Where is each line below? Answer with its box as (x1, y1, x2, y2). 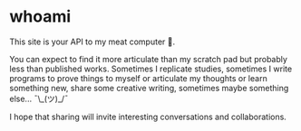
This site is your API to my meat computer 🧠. (9, 36, 175, 47)
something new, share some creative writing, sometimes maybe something (9, 82, 289, 93)
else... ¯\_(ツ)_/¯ (9, 93, 69, 104)
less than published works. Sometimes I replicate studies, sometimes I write (9, 63, 293, 74)
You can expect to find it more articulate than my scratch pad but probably (9, 53, 288, 64)
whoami (9, 6, 72, 27)
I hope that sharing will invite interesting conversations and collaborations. (9, 111, 287, 122)
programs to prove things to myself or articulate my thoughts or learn (9, 72, 267, 83)
